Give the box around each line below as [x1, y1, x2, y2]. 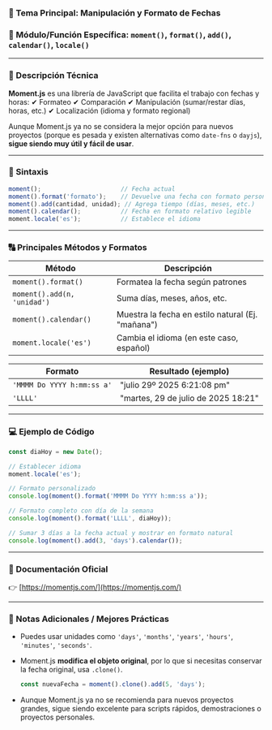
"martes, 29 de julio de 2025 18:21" [120, 393, 259, 404]
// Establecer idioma [8, 462, 82, 470]
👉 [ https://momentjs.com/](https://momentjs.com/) [8, 582, 182, 592]
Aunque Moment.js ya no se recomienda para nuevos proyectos [19, 695, 234, 705]
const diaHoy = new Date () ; [8, 447, 104, 456]
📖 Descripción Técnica [8, 70, 99, 81]
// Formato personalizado [8, 485, 96, 493]
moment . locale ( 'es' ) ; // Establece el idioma [8, 215, 201, 223]
